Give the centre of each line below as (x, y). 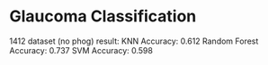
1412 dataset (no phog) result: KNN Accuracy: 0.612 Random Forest (134, 41)
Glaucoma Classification (103, 16)
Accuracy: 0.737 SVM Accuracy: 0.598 (81, 50)
